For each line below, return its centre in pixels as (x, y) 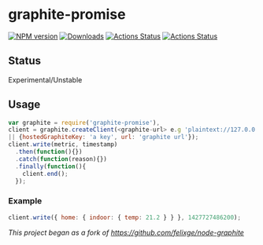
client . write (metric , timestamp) (63, 144)
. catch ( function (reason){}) (61, 159)
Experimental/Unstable (45, 79)
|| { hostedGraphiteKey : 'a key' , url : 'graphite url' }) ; (104, 137)
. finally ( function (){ (51, 166)
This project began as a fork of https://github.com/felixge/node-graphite (126, 232)
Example (25, 201)
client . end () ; (45, 174)
